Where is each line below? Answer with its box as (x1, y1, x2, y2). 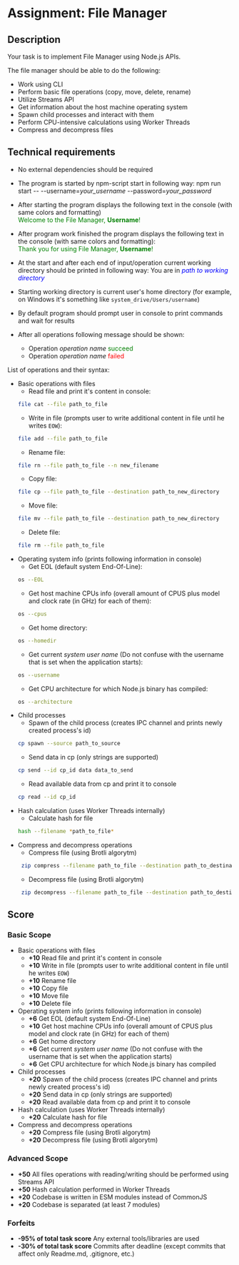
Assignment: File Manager (7, 5, 168, 21)
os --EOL (17, 576, 44, 583)
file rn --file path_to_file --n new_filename (17, 462, 159, 469)
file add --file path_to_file (17, 435, 108, 442)
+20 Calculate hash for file (28, 1113, 107, 1122)
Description (7, 34, 61, 46)
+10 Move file (28, 992, 69, 1000)
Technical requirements (7, 146, 116, 158)
